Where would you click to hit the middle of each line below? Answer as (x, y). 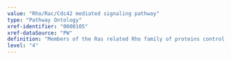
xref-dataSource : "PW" (40, 33)
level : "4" (23, 46)
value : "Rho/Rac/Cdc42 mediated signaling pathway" (83, 13)
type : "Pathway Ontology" (44, 20)
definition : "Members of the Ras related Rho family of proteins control (116, 39)
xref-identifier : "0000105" (48, 26)
